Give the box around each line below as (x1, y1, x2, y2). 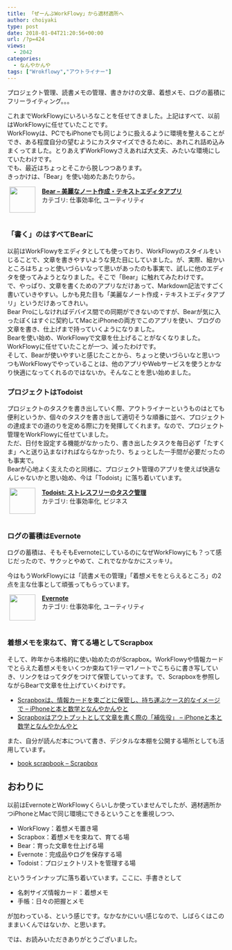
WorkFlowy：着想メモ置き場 (17, 824, 98, 832)
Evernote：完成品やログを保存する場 (17, 850, 123, 858)
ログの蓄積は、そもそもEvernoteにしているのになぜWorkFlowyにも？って (7, 549, 216, 557)
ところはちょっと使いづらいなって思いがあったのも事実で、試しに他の (7, 264, 207, 273)
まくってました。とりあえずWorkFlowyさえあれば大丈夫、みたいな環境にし (7, 146, 221, 155)
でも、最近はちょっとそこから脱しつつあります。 (7, 164, 145, 172)
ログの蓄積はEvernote (7, 531, 81, 541)
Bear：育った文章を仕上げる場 (17, 841, 104, 849)
